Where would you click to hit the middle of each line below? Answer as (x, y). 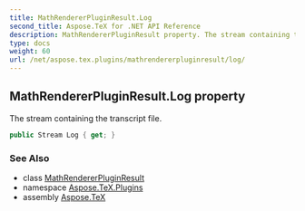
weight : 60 (30, 52)
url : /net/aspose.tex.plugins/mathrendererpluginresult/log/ (128, 60)
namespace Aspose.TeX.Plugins (83, 187)
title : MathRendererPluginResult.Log (81, 18)
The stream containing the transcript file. (86, 118)
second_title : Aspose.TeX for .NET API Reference (105, 26)
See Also (30, 158)
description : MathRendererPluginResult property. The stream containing (150, 34)
